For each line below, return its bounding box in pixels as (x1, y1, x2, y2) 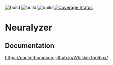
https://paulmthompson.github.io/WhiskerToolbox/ (5, 55, 108, 60)
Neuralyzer (5, 22, 53, 33)
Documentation (5, 41, 55, 50)
